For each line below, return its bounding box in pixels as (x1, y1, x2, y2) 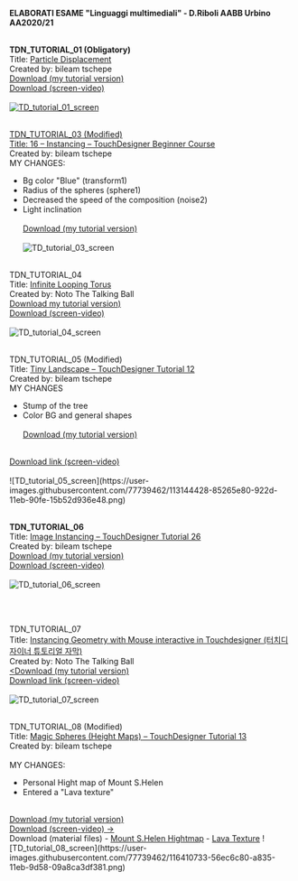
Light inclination (22, 204, 82, 215)
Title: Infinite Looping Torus (9, 279, 112, 290)
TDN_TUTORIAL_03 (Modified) (9, 129, 124, 139)
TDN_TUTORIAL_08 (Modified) (9, 721, 124, 732)
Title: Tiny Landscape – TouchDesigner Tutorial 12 (9, 364, 195, 374)
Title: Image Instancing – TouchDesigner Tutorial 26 (9, 532, 201, 542)
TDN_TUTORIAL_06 (9, 522, 84, 532)
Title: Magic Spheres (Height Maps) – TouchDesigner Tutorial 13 (9, 731, 247, 741)
